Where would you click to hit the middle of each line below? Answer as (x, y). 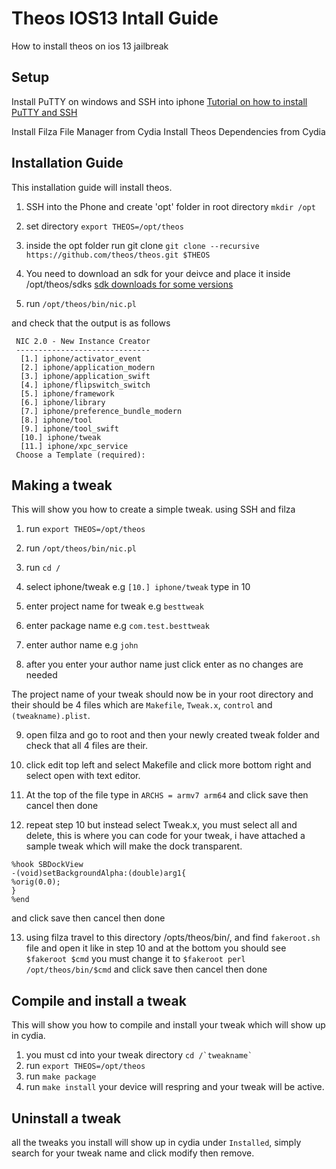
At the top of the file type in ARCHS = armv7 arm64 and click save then (167, 795)
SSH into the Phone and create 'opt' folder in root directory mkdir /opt (170, 206)
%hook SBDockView (47, 865)
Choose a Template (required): (80, 455)
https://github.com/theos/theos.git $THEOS (118, 255)
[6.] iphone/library (63, 402)
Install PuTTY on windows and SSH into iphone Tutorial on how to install (159, 101)
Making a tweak (62, 485)
